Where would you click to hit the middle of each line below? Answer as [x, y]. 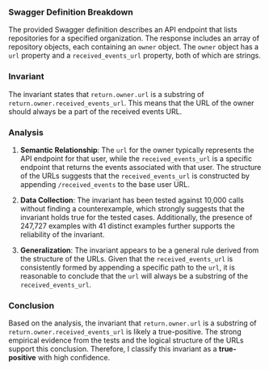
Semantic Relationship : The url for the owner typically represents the [137, 150]
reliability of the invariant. [62, 234]
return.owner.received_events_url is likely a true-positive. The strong [125, 332]
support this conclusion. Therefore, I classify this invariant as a [113, 349]
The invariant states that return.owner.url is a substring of [106, 94]
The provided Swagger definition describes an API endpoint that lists [123, 30]
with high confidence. [74, 358]
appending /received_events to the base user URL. [105, 184]
